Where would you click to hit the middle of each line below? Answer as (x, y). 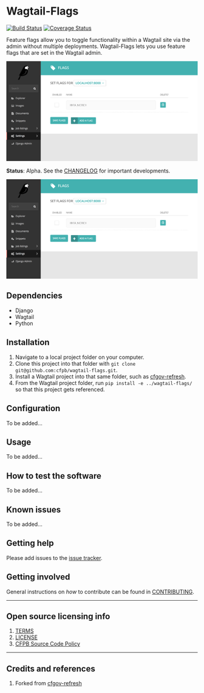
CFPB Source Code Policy (48, 644)
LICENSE (26, 637)
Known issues (34, 509)
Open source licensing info (58, 616)
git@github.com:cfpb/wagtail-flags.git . (66, 370)
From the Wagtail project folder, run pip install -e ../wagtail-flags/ (104, 383)
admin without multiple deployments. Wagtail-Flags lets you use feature (96, 46)
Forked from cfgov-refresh (48, 683)
